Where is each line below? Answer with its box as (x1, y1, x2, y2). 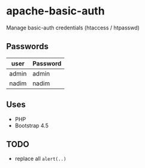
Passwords (6, 41, 49, 52)
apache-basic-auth (6, 4, 105, 18)
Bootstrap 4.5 (14, 122, 49, 129)
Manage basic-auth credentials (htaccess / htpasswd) (6, 24, 140, 31)
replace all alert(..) (14, 155, 67, 163)
